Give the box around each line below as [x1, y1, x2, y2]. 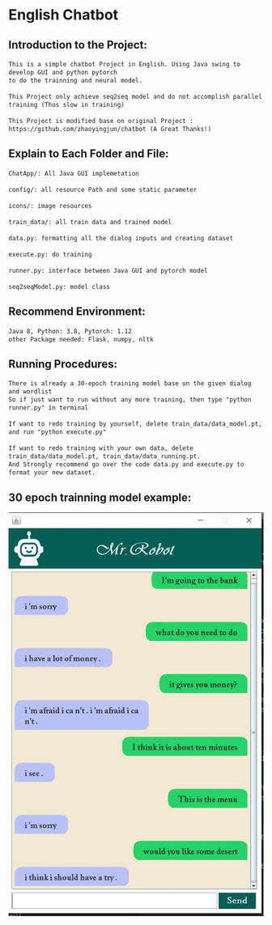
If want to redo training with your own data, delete [8, 444, 194, 452]
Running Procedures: [8, 358, 118, 371]
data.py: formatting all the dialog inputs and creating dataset [8, 234, 233, 242]
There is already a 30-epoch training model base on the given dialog [8, 380, 252, 388]
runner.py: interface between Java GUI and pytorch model [8, 266, 208, 274]
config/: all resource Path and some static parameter [8, 185, 198, 193]
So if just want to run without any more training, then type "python [8, 396, 252, 404]
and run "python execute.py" [8, 428, 107, 436]
